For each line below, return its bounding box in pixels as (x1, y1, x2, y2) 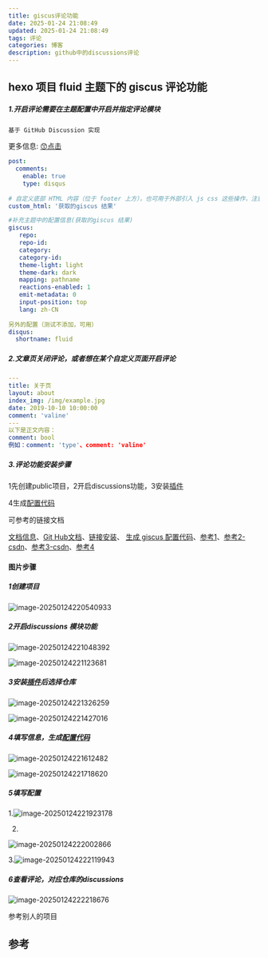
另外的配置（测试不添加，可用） (8, 321, 98, 329)
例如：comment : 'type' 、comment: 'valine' (8, 441, 147, 449)
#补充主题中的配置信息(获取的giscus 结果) (8, 217, 133, 225)
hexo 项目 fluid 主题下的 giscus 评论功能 (8, 81, 207, 94)
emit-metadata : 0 (18, 291, 77, 299)
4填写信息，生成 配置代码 (8, 732, 90, 742)
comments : (15, 165, 48, 173)
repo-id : (18, 239, 48, 247)
